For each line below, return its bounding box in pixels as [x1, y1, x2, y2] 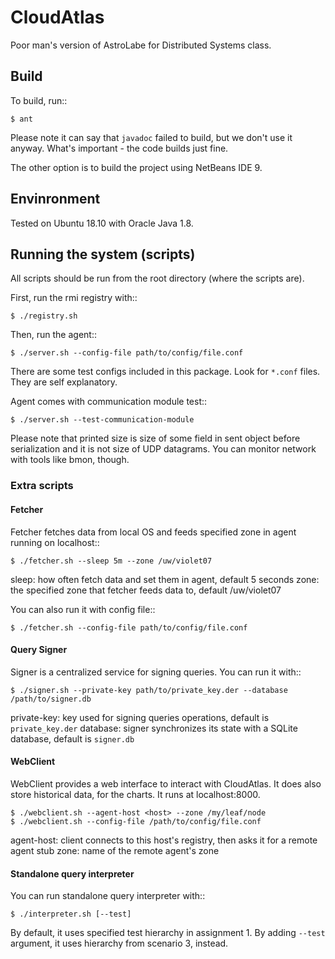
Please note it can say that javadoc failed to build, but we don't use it [10, 131, 293, 143]
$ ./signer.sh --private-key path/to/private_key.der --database [10, 685, 288, 695]
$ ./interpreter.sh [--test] [10, 909, 132, 920]
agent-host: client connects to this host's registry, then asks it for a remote [10, 834, 318, 846]
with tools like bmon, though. [10, 454, 130, 466]
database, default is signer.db [10, 732, 135, 745]
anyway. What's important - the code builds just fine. [10, 142, 229, 154]
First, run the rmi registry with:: [10, 292, 138, 304]
